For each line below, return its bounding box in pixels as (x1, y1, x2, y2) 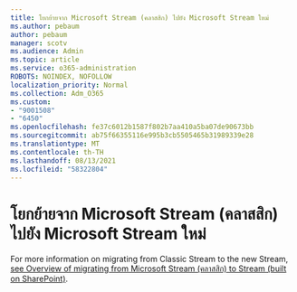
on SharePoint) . (10, 273, 69, 285)
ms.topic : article (10, 55, 80, 64)
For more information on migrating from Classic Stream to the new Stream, (10, 254, 289, 265)
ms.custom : (10, 97, 52, 107)
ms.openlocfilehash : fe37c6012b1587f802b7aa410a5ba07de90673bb (10, 123, 254, 132)
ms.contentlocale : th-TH (10, 147, 104, 156)
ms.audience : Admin (10, 47, 84, 56)
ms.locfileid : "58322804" (10, 165, 108, 174)
